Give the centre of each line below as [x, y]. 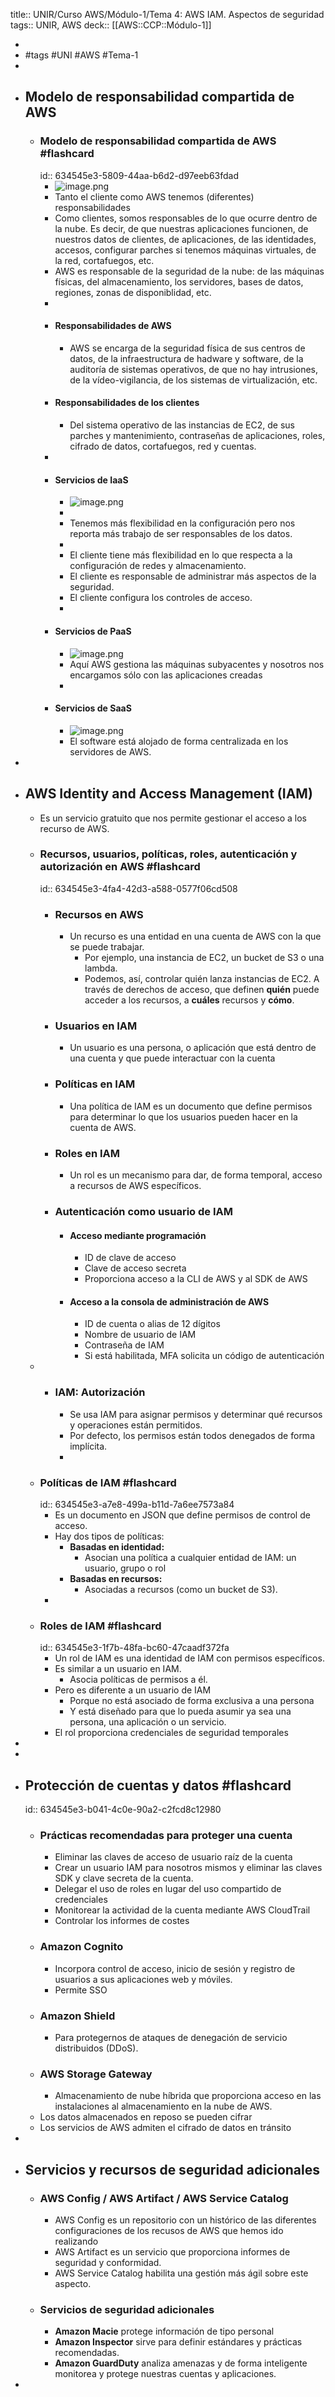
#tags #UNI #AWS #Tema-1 [81, 55]
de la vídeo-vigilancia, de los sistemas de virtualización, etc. [193, 380]
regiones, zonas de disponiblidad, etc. [133, 292]
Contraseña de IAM [124, 1345]
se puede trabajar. [107, 947]
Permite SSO [81, 1990]
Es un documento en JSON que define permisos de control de [182, 1515]
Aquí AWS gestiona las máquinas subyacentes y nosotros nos [197, 664]
